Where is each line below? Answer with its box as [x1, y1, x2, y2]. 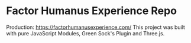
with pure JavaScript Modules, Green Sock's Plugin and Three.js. [6, 29, 165, 37]
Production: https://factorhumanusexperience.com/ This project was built [6, 24, 185, 31]
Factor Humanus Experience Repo [6, 4, 177, 18]
